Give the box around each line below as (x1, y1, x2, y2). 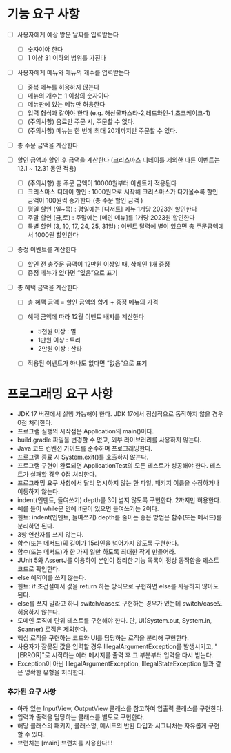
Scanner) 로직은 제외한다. (17, 625, 88, 634)
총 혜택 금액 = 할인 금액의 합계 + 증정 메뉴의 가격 (27, 298, 159, 307)
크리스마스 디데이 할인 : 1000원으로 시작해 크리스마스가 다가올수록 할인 (27, 187, 219, 196)
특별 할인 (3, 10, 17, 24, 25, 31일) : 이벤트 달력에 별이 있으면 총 (27, 222, 195, 230)
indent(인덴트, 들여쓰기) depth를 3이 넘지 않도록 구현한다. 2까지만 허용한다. (17, 496, 222, 504)
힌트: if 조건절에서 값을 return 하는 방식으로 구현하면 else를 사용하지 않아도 (17, 582, 219, 590)
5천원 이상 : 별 (37, 327, 77, 336)
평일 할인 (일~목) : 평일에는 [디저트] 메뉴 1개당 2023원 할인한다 (27, 205, 198, 213)
